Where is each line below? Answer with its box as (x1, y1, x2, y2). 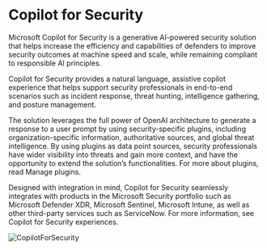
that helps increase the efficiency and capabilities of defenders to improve (8, 40, 256, 50)
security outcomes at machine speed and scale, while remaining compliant (8, 49, 257, 59)
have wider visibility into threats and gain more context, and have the (8, 150, 239, 159)
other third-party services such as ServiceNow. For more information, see (8, 208, 255, 218)
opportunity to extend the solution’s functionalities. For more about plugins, (8, 158, 259, 167)
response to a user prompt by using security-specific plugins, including (8, 124, 247, 133)
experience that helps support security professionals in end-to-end (8, 83, 233, 92)
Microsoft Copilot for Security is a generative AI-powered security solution (8, 32, 257, 42)
